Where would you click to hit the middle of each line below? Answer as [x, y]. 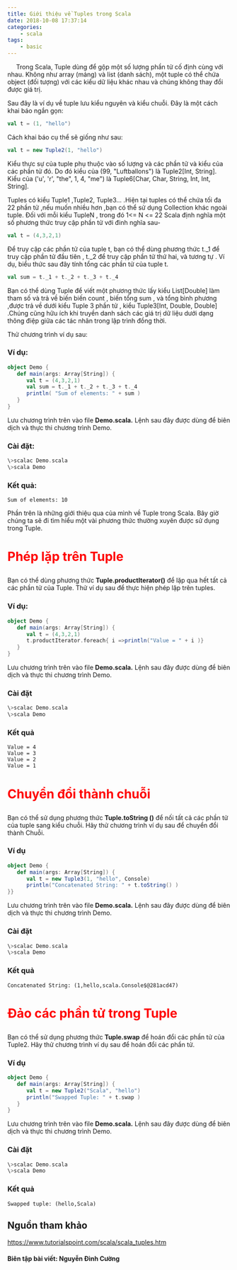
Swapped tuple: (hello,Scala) [52, 1203]
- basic [31, 47]
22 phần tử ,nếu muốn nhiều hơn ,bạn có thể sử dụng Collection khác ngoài [117, 207]
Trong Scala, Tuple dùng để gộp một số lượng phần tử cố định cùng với [120, 67]
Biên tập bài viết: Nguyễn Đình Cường [64, 1259]
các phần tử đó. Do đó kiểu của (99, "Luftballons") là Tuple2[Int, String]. [112, 171]
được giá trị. [25, 90]
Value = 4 [22, 747]
